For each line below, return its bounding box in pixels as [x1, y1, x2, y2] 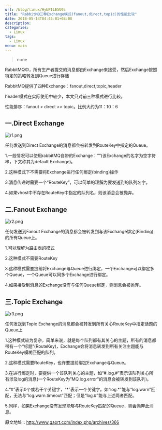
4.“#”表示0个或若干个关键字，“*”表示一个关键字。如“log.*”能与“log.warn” [5, 387, 151, 393]
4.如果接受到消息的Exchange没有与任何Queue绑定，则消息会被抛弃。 [5, 282, 144, 288]
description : [5, 20, 31, 26]
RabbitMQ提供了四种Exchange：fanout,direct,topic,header [5, 83, 122, 89]
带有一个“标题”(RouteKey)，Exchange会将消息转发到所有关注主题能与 [5, 344, 144, 349]
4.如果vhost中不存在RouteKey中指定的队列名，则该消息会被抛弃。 [5, 190, 136, 196]
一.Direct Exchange [5, 120, 64, 128]
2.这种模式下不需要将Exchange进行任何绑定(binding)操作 [5, 169, 118, 175]
